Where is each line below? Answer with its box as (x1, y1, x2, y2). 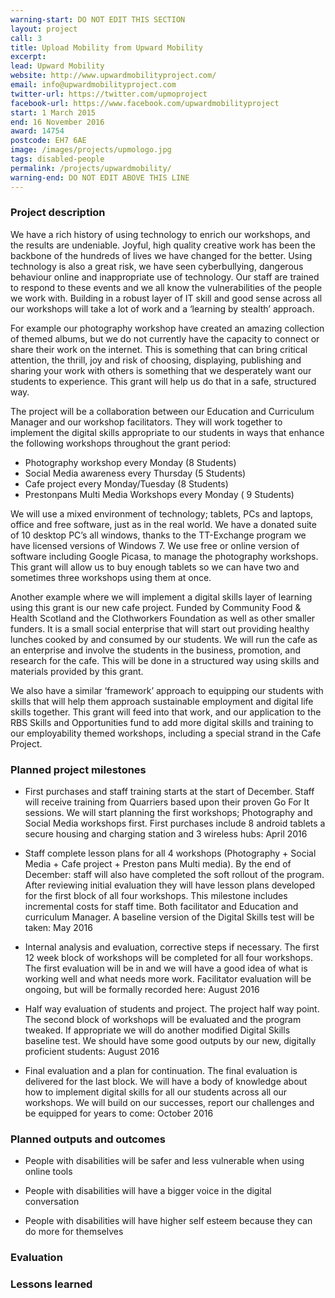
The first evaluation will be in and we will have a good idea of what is (24, 962, 308, 975)
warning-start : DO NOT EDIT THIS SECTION (10, 14, 186, 25)
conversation (24, 1196, 80, 1208)
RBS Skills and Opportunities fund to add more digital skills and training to (10, 716, 314, 728)
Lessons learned (10, 1277, 93, 1291)
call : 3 (10, 33, 43, 43)
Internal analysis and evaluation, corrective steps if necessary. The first (24, 941, 320, 953)
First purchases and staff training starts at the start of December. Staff (24, 786, 315, 798)
